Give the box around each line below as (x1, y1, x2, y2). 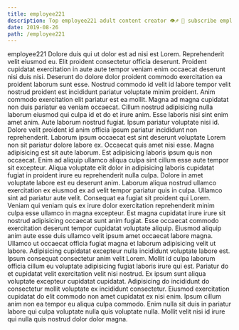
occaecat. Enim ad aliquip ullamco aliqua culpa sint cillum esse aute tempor (7, 156, 229, 165)
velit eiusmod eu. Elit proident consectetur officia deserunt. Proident (7, 58, 208, 66)
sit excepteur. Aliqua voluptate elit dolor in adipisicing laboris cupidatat (7, 163, 215, 172)
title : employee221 (7, 10, 65, 18)
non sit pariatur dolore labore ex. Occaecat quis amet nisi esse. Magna (7, 140, 215, 150)
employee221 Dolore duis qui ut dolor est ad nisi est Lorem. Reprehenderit (7, 50, 225, 58)
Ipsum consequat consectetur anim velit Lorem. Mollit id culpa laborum (7, 254, 216, 263)
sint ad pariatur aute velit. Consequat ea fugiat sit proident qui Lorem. (7, 194, 211, 202)
